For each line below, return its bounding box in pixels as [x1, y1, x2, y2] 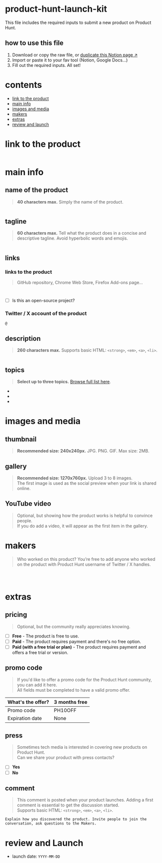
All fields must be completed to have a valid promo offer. [17, 687, 130, 693]
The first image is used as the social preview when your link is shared [17, 480, 157, 486]
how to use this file [5, 39, 64, 47]
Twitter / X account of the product [5, 310, 87, 317]
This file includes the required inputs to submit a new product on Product [5, 20, 152, 25]
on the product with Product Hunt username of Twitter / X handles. [17, 561, 151, 567]
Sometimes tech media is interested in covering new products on [17, 744, 147, 750]
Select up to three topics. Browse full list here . [17, 379, 111, 385]
